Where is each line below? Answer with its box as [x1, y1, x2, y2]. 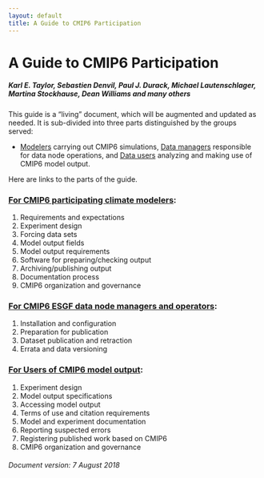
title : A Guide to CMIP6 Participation [8, 19, 142, 27]
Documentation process [19, 271, 100, 281]
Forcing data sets [19, 229, 78, 239]
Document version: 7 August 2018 [8, 460, 120, 470]
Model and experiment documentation [19, 416, 146, 426]
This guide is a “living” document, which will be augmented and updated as [8, 109, 257, 118]
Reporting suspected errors [19, 425, 111, 435]
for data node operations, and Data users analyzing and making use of [19, 150, 253, 160]
